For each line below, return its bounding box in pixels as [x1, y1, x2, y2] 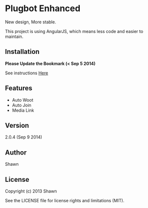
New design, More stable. [5, 19, 57, 25]
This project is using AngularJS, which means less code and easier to [5, 28, 144, 34]
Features [5, 84, 32, 92]
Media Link [12, 107, 34, 113]
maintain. [5, 34, 23, 39]
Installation [5, 48, 40, 56]
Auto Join [12, 102, 31, 108]
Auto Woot [12, 97, 33, 103]
